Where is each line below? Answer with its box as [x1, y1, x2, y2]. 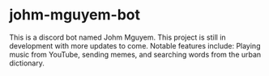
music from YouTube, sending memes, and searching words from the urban [9, 49, 262, 59]
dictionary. [9, 58, 45, 68]
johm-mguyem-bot [9, 6, 141, 24]
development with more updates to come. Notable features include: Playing [9, 40, 261, 50]
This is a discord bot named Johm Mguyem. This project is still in [9, 32, 226, 42]
